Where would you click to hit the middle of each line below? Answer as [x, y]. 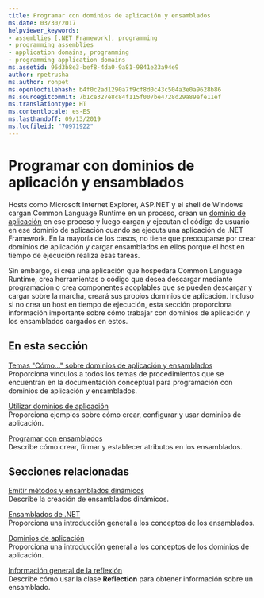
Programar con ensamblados [55, 438]
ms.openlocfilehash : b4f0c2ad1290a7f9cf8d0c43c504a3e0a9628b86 [115, 89]
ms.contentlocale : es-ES [49, 112]
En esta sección [48, 346]
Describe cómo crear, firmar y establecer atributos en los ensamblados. [126, 446]
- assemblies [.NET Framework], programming [83, 38]
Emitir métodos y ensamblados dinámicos [77, 491]
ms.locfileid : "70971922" [51, 126]
